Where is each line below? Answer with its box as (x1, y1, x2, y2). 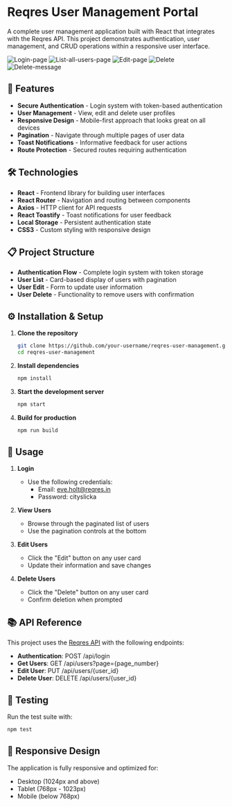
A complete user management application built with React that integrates (7, 27, 215, 35)
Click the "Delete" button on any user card (27, 588, 149, 597)
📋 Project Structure (7, 246, 95, 258)
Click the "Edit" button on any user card (27, 554, 141, 563)
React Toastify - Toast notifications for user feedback (17, 210, 172, 219)
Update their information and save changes (27, 561, 152, 569)
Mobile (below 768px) (17, 792, 80, 800)
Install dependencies (17, 361, 80, 369)
